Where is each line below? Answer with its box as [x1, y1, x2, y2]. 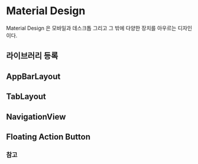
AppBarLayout [6, 71, 61, 81]
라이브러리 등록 [6, 51, 59, 61]
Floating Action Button [6, 131, 90, 142]
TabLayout [6, 92, 46, 102]
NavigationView [6, 111, 66, 122]
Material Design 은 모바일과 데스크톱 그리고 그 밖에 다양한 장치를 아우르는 [6, 24, 177, 31]
